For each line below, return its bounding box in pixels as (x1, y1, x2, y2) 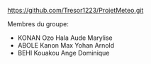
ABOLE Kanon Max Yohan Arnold (17, 41, 115, 49)
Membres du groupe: (7, 20, 69, 28)
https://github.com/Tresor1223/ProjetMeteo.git (7, 6, 144, 14)
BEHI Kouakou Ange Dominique (17, 49, 110, 57)
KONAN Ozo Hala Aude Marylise (17, 33, 113, 42)
